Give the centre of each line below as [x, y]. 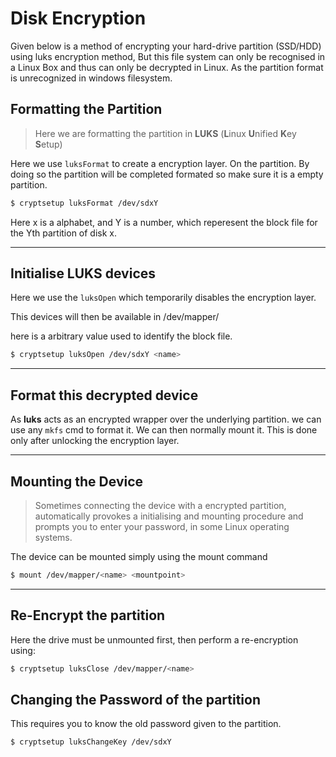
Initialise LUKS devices [83, 273]
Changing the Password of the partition [136, 699]
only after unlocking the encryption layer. [95, 441]
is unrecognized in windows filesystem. [91, 78]
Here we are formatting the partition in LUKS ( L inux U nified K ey [165, 133]
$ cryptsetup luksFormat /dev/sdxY [84, 203]
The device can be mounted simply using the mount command [139, 556]
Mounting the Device [77, 481]
